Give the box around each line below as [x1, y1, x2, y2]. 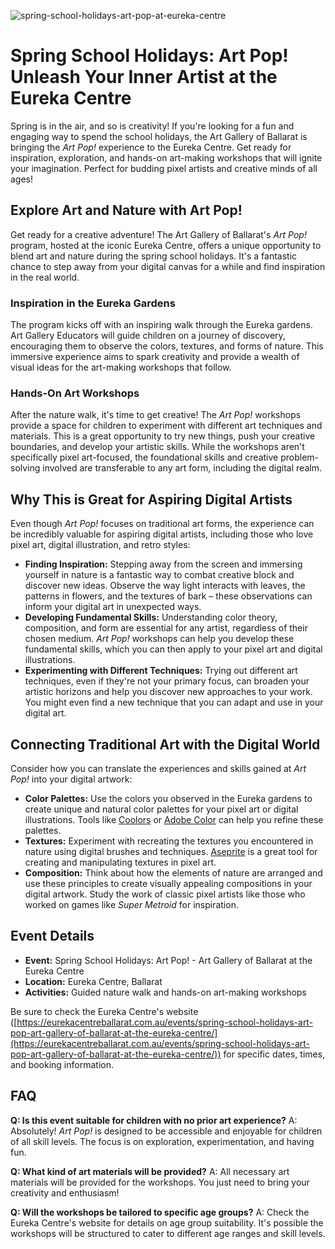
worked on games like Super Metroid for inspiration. [24, 898, 239, 910]
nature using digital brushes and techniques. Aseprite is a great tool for [24, 845, 318, 857]
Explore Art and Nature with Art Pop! [10, 202, 243, 219]
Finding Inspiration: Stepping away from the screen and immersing [24, 558, 303, 570]
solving [10, 462, 41, 474]
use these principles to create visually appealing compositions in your [24, 877, 313, 889]
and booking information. [10, 1058, 114, 1070]
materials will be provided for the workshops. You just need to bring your [10, 1176, 310, 1188]
